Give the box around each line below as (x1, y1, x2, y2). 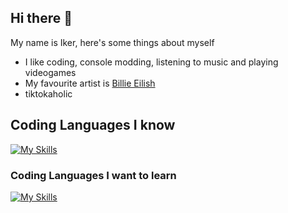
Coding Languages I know (10, 117, 176, 134)
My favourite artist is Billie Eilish (24, 77, 156, 89)
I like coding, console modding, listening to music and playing (24, 56, 279, 68)
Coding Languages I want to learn (10, 168, 177, 182)
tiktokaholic (24, 87, 73, 100)
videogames (24, 66, 77, 78)
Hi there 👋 (10, 10, 73, 27)
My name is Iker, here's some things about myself (10, 36, 215, 48)
